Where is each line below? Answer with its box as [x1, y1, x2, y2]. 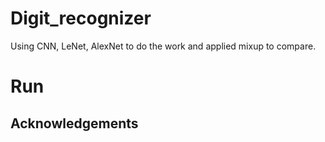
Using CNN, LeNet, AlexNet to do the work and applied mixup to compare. [10, 40, 317, 52]
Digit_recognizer [10, 7, 152, 30]
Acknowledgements [10, 115, 139, 132]
